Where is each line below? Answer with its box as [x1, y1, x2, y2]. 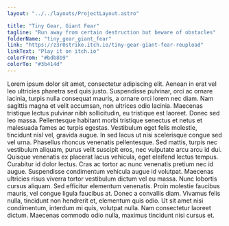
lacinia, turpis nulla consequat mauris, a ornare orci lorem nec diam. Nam [7, 94, 214, 102]
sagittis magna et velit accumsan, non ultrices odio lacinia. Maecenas [7, 101, 204, 110]
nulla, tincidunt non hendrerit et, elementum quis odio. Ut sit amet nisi [7, 196, 204, 205]
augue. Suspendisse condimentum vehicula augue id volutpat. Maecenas [7, 167, 214, 175]
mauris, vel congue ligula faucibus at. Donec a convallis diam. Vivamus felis [7, 189, 221, 197]
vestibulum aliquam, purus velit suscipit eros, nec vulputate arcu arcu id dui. [7, 145, 222, 153]
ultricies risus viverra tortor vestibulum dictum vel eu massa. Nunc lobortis [7, 174, 217, 183]
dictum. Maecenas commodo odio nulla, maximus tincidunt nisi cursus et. [7, 211, 215, 219]
